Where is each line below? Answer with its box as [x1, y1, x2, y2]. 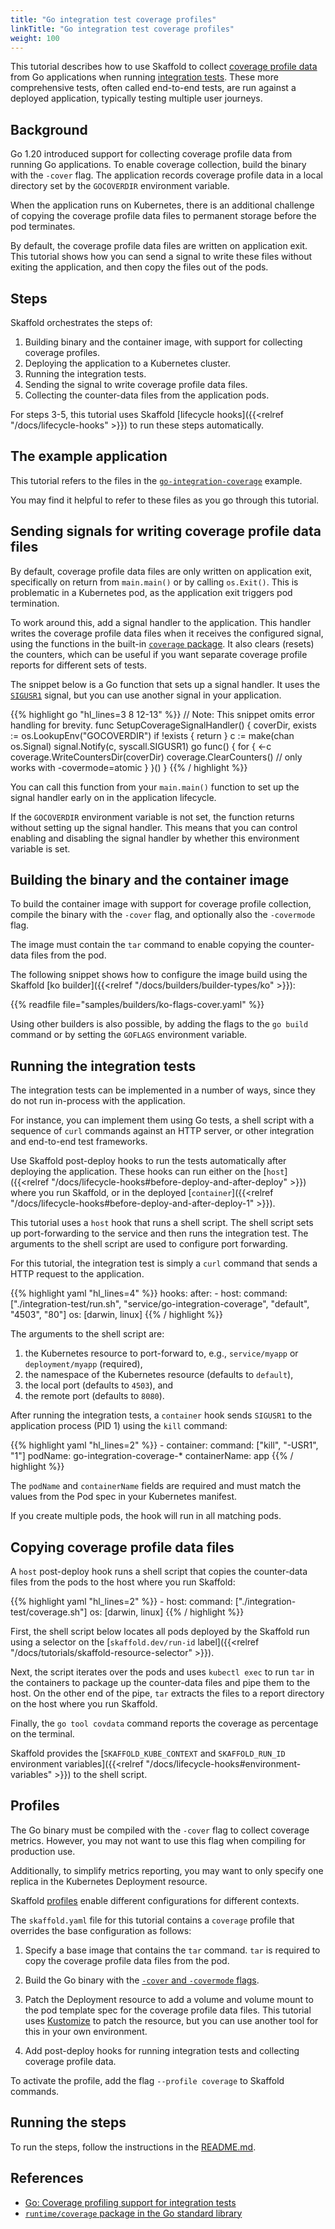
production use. [10, 1845, 76, 1857]
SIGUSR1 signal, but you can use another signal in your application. [10, 689, 282, 701]
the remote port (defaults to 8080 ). [24, 1390, 165, 1402]
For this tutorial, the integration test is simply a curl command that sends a [10, 1257, 318, 1270]
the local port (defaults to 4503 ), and [24, 1379, 174, 1391]
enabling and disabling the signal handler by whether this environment [10, 832, 300, 844]
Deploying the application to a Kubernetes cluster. [24, 357, 231, 369]
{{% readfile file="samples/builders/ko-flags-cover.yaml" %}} [10, 999, 265, 1011]
